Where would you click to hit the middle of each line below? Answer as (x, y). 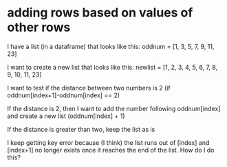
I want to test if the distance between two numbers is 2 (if (89, 88)
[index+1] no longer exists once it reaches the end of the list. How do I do (111, 150)
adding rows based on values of (100, 13)
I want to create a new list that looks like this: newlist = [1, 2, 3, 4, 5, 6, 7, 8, (112, 67)
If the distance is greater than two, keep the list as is (81, 129)
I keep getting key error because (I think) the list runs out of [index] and (108, 142)
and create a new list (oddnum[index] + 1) (66, 116)
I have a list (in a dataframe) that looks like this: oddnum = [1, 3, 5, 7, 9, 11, (111, 46)
